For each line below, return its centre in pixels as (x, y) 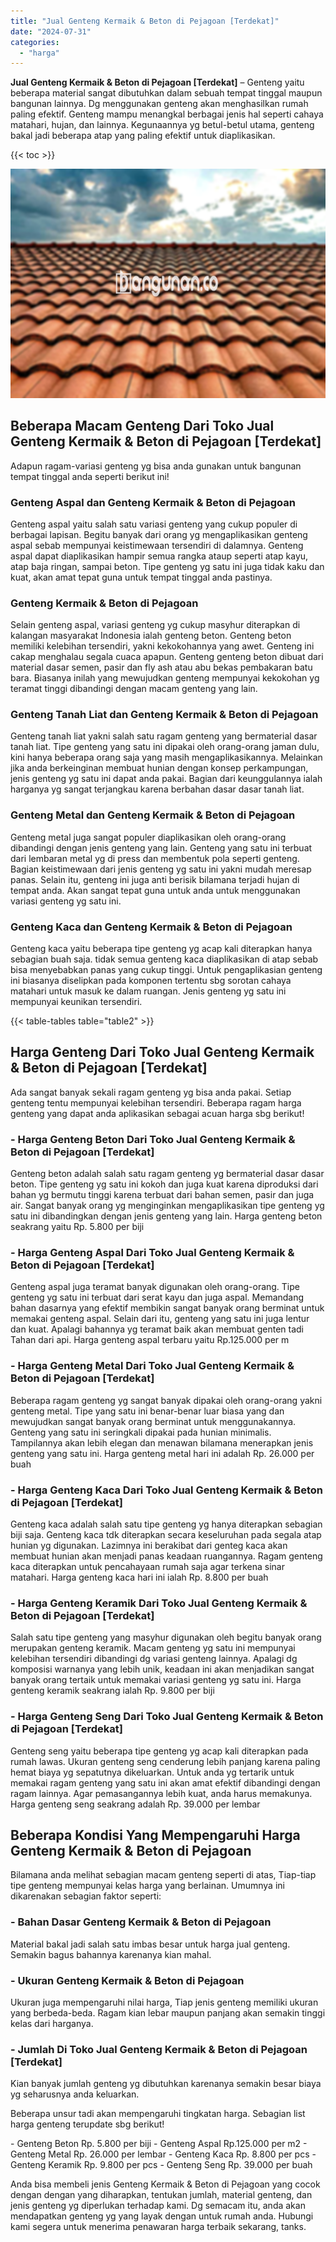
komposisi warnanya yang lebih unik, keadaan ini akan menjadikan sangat (162, 1669)
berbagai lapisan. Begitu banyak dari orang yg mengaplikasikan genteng (159, 534)
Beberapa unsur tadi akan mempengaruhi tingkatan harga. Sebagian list (158, 2114)
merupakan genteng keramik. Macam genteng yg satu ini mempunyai (153, 1648)
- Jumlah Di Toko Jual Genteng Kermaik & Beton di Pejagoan (159, 2049)
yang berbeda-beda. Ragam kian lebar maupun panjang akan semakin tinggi (168, 2013)
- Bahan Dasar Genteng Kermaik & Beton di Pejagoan (141, 1922)
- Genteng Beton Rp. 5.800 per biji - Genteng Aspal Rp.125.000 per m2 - (159, 2144)
